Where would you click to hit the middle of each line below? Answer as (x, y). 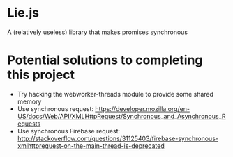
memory (29, 101)
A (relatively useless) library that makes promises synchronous (98, 32)
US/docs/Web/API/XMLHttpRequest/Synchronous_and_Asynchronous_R (121, 116)
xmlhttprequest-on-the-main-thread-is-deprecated (91, 146)
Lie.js (23, 13)
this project (41, 75)
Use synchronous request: (55, 108)
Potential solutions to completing (105, 60)
